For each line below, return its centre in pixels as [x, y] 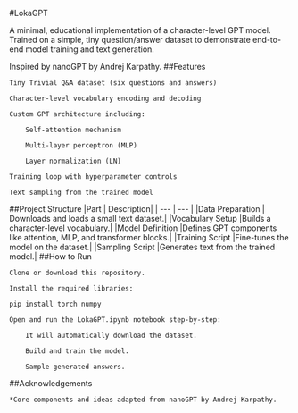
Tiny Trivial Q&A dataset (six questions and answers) [113, 83]
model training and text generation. [90, 49]
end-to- [267, 40]
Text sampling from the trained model [81, 192]
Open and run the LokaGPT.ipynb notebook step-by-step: [115, 320]
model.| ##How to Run [50, 257]
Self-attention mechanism [74, 130]
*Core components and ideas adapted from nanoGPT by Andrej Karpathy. [143, 400]
